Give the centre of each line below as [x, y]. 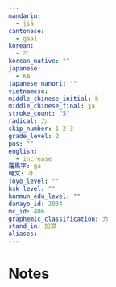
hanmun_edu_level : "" [45, 196]
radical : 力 [28, 121]
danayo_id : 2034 [35, 204]
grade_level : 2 [34, 136]
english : [23, 151]
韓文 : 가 [21, 174]
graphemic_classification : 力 [58, 219]
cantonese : [27, 31]
